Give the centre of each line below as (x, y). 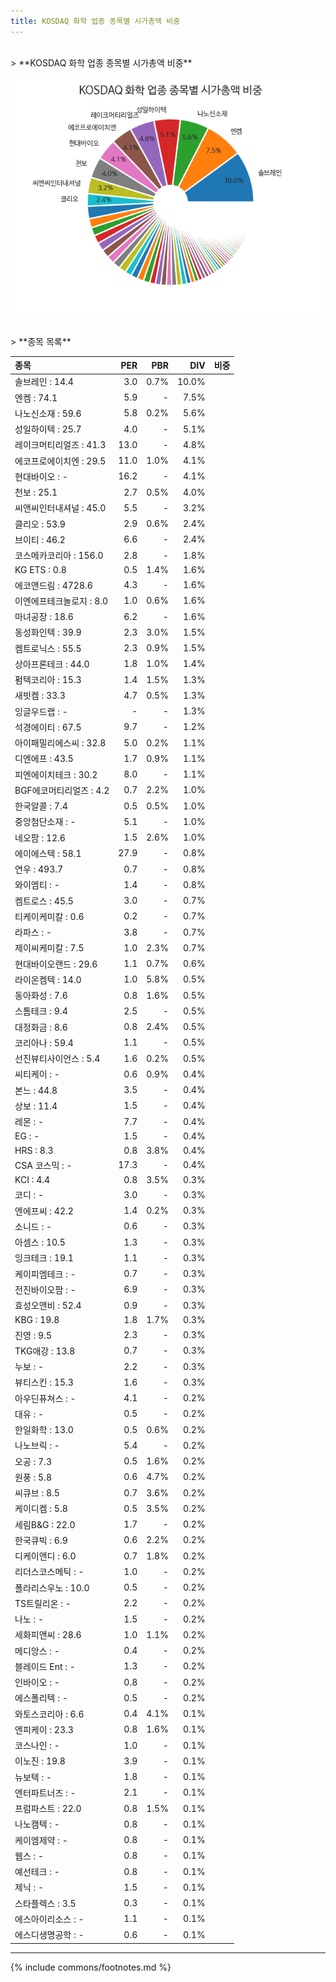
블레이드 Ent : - (45, 1666)
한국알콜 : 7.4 (41, 806)
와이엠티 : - (37, 885)
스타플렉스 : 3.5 (45, 1903)
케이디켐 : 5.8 (41, 1509)
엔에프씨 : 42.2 (44, 1211)
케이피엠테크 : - (45, 1274)
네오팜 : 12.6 (40, 837)
